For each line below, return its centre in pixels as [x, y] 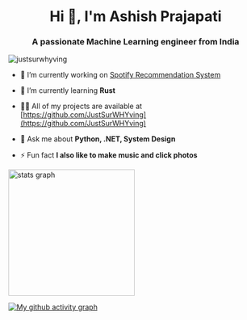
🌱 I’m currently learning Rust [67, 91]
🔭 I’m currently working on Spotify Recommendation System [120, 75]
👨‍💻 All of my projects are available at [81, 106]
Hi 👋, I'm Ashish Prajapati [136, 17]
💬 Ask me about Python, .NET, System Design [98, 139]
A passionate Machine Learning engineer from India [136, 42]
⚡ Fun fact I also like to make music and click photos [109, 155]
